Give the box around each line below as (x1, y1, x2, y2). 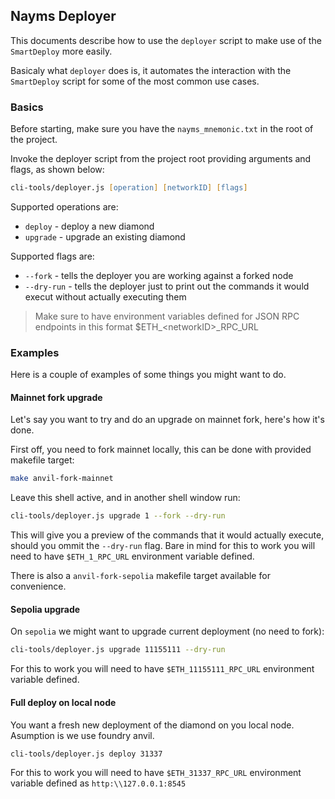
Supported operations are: (10, 200, 119, 213)
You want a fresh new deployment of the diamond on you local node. (10, 719, 295, 731)
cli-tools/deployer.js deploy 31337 (10, 749, 163, 759)
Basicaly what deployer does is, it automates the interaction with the (10, 64, 292, 76)
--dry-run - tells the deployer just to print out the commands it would (24, 280, 310, 292)
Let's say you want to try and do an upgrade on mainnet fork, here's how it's (10, 414, 325, 426)
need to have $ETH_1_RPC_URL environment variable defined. (10, 550, 255, 563)
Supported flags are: (10, 250, 95, 262)
